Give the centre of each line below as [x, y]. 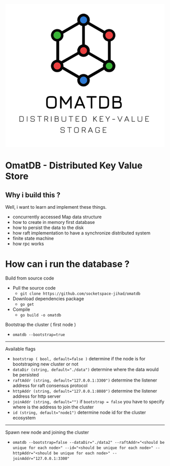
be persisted [26, 375]
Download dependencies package [48, 299]
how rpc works [28, 244]
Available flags [20, 349]
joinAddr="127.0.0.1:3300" [41, 459]
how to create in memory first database [54, 222]
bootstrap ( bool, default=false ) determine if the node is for [79, 359]
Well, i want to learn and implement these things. [56, 207]
